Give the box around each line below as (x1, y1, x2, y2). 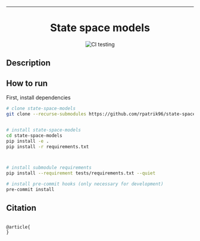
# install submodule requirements (6, 165, 92, 171)
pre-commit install (6, 187, 55, 193)
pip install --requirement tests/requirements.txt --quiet (6, 170, 156, 176)
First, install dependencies (6, 94, 71, 101)
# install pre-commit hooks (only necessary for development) (6, 181, 164, 187)
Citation (6, 203, 37, 213)
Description (6, 58, 51, 68)
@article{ (6, 224, 31, 230)
